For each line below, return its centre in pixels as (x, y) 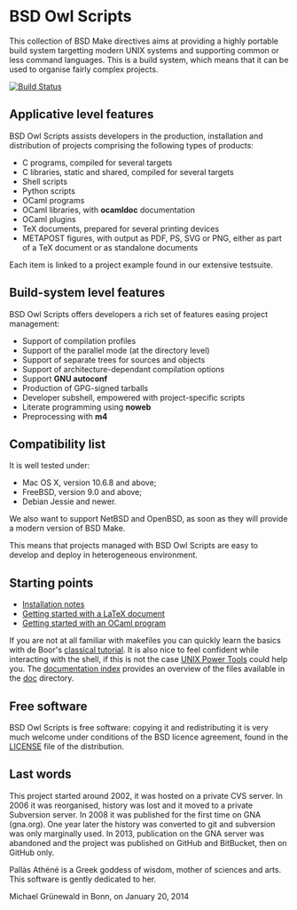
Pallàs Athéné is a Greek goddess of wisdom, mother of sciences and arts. (145, 869)
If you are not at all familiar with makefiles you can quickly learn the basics (145, 641)
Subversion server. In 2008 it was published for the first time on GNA (135, 814)
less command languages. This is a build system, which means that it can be (149, 60)
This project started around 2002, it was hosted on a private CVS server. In (146, 795)
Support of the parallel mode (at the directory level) (116, 350)
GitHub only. (32, 852)
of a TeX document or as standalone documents (110, 247)
